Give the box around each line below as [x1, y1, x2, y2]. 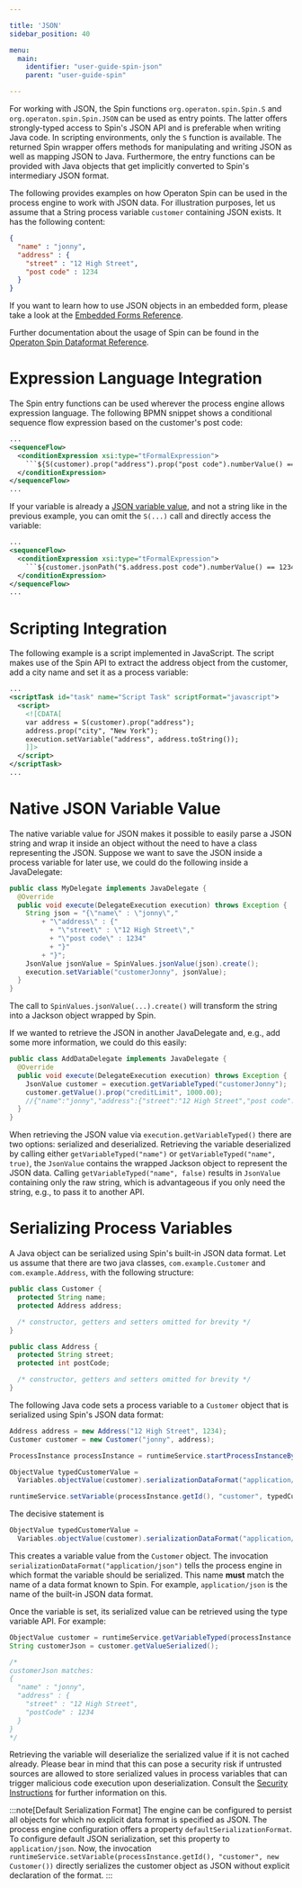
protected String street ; [17, 1351, 115, 1360]
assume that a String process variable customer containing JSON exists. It [9, 207, 281, 217]
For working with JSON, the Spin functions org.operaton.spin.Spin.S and [9, 103, 282, 113]
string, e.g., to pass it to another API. [9, 1187, 146, 1198]
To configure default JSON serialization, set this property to [9, 1833, 231, 1845]
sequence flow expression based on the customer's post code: [9, 418, 244, 428]
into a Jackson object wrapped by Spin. [9, 1010, 156, 1021]
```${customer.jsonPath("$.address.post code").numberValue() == [25, 562, 276, 571]
